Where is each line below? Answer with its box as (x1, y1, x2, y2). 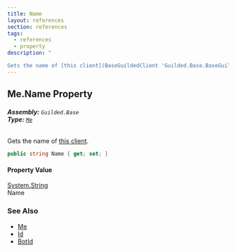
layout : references (7, 17, 65, 24)
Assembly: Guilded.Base (7, 107, 79, 116)
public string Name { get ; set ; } (7, 150, 109, 158)
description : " (7, 50, 52, 57)
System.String (7, 181, 48, 190)
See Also (7, 206, 39, 216)
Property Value (7, 166, 53, 174)
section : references (7, 23, 68, 30)
